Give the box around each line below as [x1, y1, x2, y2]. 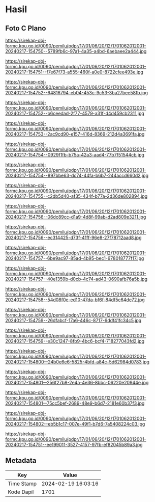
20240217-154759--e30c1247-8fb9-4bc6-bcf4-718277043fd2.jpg [5, 338, 145, 344]
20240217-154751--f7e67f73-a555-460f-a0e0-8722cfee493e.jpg [5, 69, 143, 75]
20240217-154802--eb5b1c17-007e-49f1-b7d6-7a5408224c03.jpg [5, 421, 145, 427]
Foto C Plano [5, 24, 46, 33]
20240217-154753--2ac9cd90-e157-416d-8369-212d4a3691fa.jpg [5, 131, 145, 137]
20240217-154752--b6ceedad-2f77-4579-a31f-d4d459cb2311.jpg [5, 111, 145, 116]
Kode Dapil [8, 488, 34, 495]
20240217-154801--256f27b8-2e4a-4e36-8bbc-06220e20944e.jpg [5, 380, 149, 385]
